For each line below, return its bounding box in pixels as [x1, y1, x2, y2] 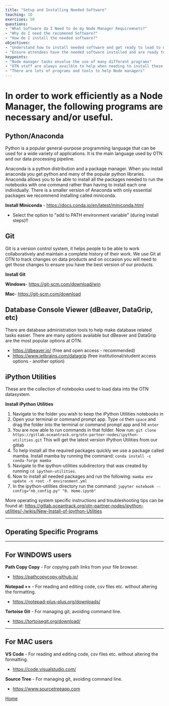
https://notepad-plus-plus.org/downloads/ [12, 599, 101, 605]
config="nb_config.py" [12, 488, 60, 494]
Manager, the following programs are [5, 101, 163, 113]
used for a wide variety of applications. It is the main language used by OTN [5, 150, 162, 157]
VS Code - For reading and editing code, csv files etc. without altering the [5, 651, 158, 657]
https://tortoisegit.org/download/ [12, 618, 80, 624]
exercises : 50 [5, 17, 35, 22]
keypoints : [5, 54, 28, 60]
